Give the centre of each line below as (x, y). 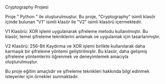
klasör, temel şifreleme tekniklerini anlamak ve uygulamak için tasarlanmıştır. (83, 37)
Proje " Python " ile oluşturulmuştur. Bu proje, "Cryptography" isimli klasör (80, 16)
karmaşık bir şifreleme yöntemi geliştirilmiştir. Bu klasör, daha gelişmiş (76, 51)
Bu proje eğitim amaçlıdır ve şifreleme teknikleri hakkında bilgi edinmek (77, 71)
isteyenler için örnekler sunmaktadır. (42, 76)
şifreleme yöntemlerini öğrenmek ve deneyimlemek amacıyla (67, 56)
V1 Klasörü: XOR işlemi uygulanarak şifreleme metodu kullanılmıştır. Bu (77, 31)
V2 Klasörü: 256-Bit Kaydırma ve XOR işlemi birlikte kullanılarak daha (75, 46)
